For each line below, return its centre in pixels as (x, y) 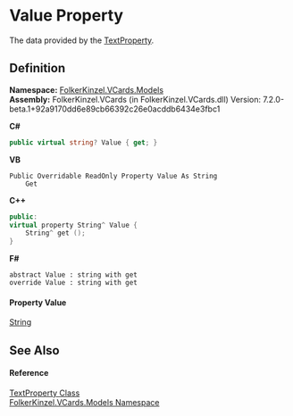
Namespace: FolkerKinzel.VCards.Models (86, 89)
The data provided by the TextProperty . (82, 40)
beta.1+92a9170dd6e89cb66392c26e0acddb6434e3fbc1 (115, 109)
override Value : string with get (74, 283)
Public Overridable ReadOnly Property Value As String (113, 176)
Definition (37, 68)
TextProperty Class (45, 393)
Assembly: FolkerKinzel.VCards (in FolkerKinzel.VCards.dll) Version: (135, 99)
